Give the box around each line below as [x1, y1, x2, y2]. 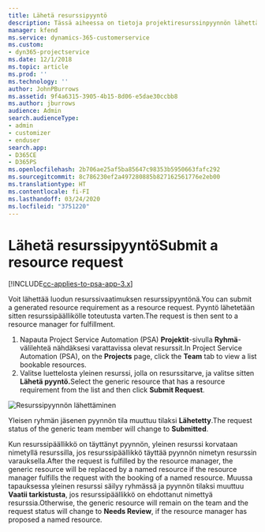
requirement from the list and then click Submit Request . [19, 385, 205, 395]
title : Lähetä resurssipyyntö [8, 11, 108, 20]
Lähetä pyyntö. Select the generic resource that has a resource [19, 377, 226, 387]
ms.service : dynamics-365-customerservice [8, 33, 150, 42]
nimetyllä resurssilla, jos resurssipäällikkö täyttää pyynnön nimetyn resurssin [8, 448, 257, 458]
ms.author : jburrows [8, 99, 77, 107]
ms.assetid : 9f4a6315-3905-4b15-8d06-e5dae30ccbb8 [8, 92, 178, 100]
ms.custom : [8, 41, 44, 49]
